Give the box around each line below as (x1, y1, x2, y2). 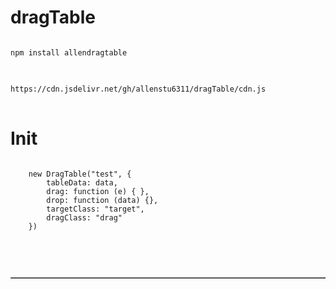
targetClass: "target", (46, 204, 145, 214)
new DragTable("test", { (28, 169, 132, 179)
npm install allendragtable (10, 47, 128, 58)
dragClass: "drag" (46, 212, 123, 223)
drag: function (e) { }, (46, 186, 150, 196)
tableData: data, (46, 177, 118, 188)
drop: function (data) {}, (46, 195, 159, 205)
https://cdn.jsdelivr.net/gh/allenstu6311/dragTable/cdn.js (10, 84, 267, 94)
